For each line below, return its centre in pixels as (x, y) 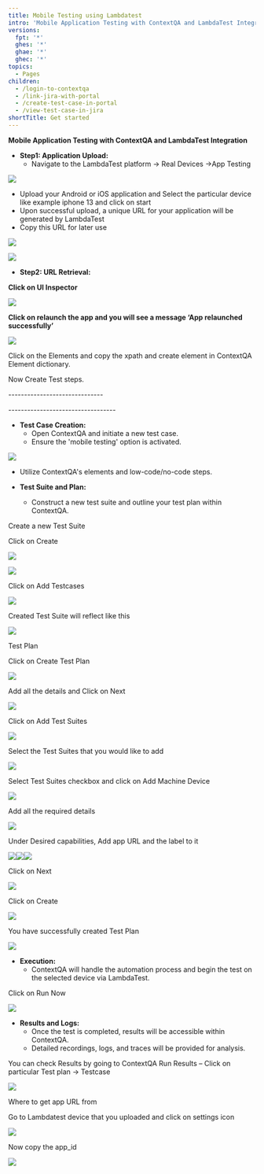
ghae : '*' (31, 52)
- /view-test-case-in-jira (59, 111)
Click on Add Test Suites (48, 721)
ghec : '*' (31, 60)
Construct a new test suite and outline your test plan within (126, 502)
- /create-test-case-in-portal (66, 103)
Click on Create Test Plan (49, 661)
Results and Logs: (49, 1023)
